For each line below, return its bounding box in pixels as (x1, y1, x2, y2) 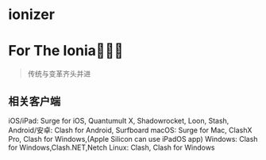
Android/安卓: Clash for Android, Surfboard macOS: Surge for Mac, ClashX (8, 125, 253, 135)
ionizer (8, 6, 56, 24)
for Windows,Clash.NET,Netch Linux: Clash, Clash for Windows (8, 143, 215, 152)
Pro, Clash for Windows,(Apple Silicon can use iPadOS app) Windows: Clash (8, 134, 258, 143)
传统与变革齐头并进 (27, 69, 91, 78)
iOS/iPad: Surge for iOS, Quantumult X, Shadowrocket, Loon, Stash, (8, 116, 229, 125)
